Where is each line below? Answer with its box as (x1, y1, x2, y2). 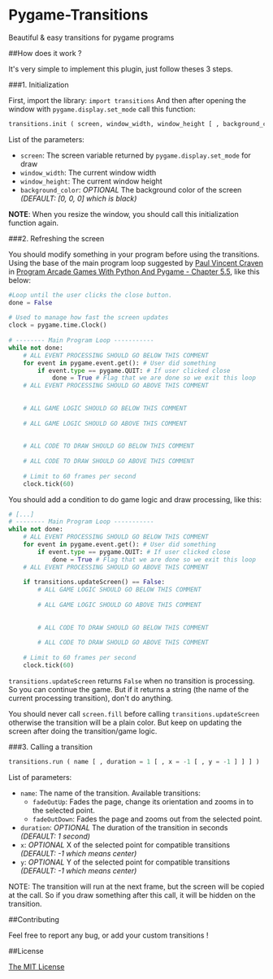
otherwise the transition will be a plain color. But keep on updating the (8, 717, 242, 727)
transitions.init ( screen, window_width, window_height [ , (8, 119, 220, 128)
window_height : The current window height (19, 176, 162, 186)
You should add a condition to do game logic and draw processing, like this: (8, 494, 262, 505)
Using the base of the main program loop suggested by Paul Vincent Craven (8, 258, 264, 267)
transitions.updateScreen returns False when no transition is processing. (8, 676, 255, 686)
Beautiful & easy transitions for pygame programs (8, 32, 175, 42)
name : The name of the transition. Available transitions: (19, 788, 201, 798)
